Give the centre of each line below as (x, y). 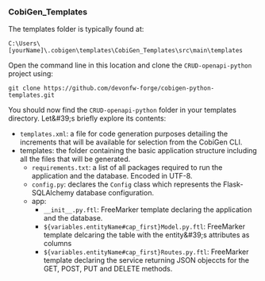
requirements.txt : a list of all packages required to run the (127, 167)
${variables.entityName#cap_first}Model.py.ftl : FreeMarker (144, 227)
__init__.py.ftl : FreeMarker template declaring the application (148, 210)
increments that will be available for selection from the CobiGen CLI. (131, 142)
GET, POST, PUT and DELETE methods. (108, 269)
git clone (25, 89)
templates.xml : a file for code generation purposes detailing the (124, 134)
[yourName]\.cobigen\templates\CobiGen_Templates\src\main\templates (126, 51)
